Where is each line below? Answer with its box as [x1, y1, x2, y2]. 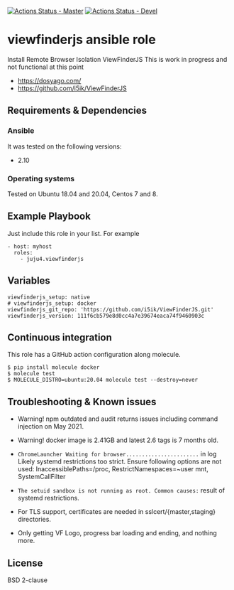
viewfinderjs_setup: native [7, 294, 91, 301]
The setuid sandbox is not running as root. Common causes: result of [17, 486, 225, 495]
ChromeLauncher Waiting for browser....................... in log [17, 450, 217, 458]
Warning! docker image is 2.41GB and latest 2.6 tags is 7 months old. [17, 436, 218, 444]
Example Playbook [7, 210, 91, 222]
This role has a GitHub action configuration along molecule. [7, 350, 181, 359]
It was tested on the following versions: [7, 142, 122, 151]
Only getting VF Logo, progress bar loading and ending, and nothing [17, 529, 218, 537]
